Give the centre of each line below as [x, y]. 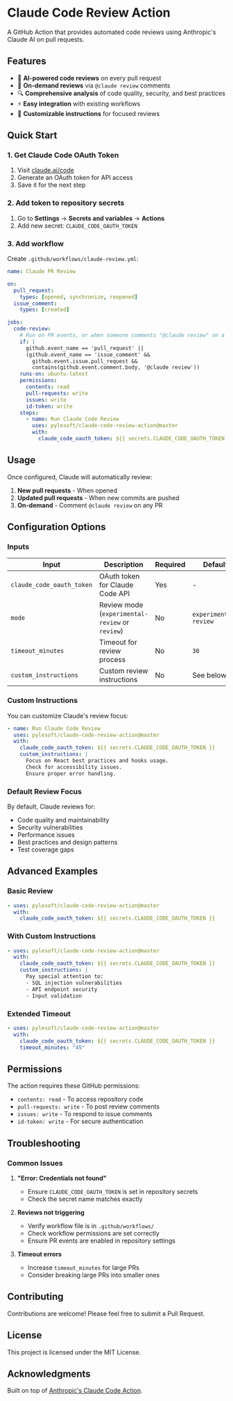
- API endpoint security [61, 989]
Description [123, 565]
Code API [115, 594]
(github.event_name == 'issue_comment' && [88, 355]
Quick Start [32, 136]
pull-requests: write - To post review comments [88, 1106]
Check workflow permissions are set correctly [93, 1233]
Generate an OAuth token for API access [75, 178]
